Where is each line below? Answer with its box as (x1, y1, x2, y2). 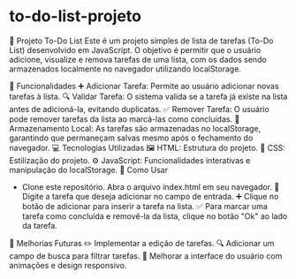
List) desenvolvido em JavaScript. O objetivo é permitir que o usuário (9, 44, 262, 55)
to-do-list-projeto (9, 6, 141, 26)
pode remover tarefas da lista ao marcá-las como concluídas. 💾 (9, 113, 240, 124)
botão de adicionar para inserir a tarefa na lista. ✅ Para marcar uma (21, 200, 268, 211)
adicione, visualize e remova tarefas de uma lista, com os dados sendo (9, 54, 267, 64)
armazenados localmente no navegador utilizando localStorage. (9, 64, 241, 74)
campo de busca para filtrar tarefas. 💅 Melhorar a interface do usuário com (9, 250, 283, 261)
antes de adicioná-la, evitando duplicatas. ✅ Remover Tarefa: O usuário (9, 103, 269, 114)
